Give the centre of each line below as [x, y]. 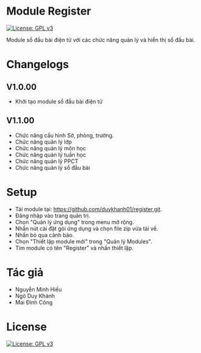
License [27, 327]
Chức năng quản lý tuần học [50, 155]
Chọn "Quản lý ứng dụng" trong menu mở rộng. [74, 222]
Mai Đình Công [34, 302]
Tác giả [25, 272]
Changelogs [38, 65]
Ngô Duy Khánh [35, 296]
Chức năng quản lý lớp [43, 142]
